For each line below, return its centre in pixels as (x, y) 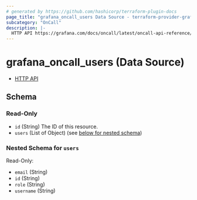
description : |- (26, 28)
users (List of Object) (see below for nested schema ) (78, 133)
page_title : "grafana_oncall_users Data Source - (68, 17)
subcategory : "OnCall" (34, 22)
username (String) (35, 191)
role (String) (30, 185)
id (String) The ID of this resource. (56, 126)
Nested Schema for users (43, 148)
